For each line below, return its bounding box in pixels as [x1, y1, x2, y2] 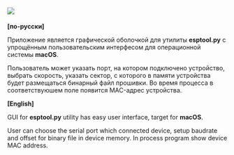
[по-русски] [7, 22, 45, 31]
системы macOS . [7, 50, 59, 58]
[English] [7, 99, 34, 108]
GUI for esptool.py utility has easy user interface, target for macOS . [7, 113, 204, 121]
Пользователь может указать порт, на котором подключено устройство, [7, 63, 225, 72]
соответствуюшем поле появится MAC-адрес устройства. [7, 85, 182, 94]
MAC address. [7, 141, 49, 149]
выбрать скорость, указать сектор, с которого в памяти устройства [7, 71, 211, 79]
